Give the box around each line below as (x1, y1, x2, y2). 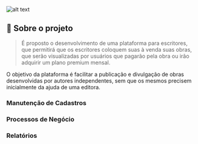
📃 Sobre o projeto (6, 23, 73, 33)
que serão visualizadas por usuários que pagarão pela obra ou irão (21, 52, 190, 60)
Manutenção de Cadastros (6, 98, 87, 107)
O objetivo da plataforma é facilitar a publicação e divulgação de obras (6, 70, 185, 78)
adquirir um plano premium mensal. (21, 58, 111, 66)
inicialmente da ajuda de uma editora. (6, 83, 101, 91)
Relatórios (6, 131, 38, 140)
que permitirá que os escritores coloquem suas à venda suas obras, (21, 46, 192, 53)
